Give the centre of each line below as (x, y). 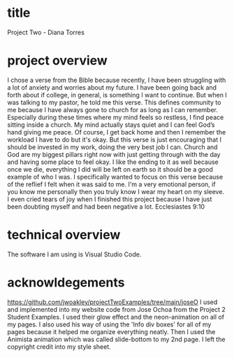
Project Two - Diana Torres (46, 32)
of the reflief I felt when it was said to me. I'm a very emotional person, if (111, 184)
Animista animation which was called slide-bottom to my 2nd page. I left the (116, 339)
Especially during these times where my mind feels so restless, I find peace (116, 117)
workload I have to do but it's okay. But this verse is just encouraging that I (115, 139)
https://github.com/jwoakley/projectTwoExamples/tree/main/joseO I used (112, 302)
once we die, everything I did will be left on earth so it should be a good (110, 169)
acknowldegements (66, 282)
